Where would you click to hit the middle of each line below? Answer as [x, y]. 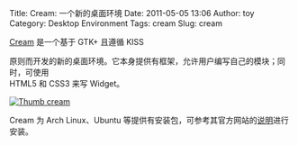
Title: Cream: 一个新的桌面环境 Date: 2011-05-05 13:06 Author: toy [132, 13]
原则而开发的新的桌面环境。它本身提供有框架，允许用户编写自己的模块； [143, 61]
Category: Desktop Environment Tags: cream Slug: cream [116, 23]
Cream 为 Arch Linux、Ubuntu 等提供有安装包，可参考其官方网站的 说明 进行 [149, 120]
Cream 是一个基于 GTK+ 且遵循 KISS [77, 42]
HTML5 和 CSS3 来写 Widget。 [67, 83]
